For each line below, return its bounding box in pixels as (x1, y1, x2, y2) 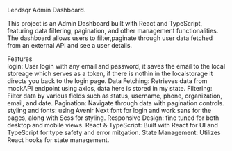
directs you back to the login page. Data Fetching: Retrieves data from (7, 77, 208, 85)
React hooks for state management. (7, 136, 110, 144)
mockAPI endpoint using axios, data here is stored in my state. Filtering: (7, 85, 213, 92)
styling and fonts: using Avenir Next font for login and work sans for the (7, 107, 212, 114)
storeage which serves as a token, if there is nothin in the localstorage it (7, 69, 213, 78)
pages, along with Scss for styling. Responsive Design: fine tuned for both (7, 114, 219, 122)
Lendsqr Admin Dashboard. (7, 6, 86, 14)
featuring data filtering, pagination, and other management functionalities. (7, 27, 219, 35)
